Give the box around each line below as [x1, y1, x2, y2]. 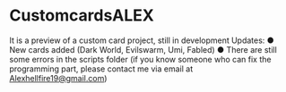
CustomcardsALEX [9, 5, 155, 26]
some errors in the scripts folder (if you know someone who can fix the [9, 54, 272, 64]
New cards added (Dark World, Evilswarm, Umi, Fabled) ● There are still [9, 44, 278, 54]
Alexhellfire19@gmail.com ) [9, 72, 108, 83]
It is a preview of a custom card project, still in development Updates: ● [9, 35, 275, 46]
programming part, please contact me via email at [9, 63, 194, 74]
